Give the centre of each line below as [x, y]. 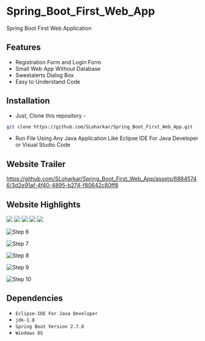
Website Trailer [36, 164]
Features [24, 47]
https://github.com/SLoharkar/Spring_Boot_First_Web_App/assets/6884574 [102, 179]
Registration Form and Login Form [58, 62]
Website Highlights [43, 204]
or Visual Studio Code [43, 145]
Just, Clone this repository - [50, 116]
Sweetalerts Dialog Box [45, 75]
